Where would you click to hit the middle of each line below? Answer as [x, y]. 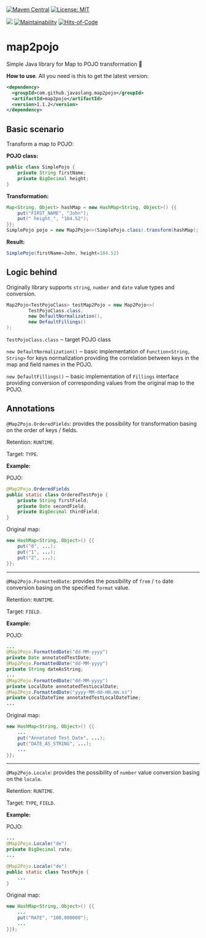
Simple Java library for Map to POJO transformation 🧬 [74, 64]
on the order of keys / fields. [42, 430]
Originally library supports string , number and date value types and [90, 287]
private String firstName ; [52, 173]
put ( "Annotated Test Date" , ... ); [61, 738]
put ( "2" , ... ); [37, 558]
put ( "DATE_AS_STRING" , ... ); [55, 744]
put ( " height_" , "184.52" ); [53, 219]
